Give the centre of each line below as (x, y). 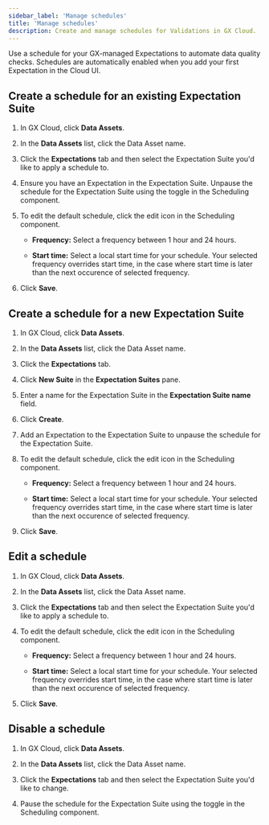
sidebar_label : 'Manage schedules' (68, 16)
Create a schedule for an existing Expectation (125, 96)
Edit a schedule (47, 557)
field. (29, 404)
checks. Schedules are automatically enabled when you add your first (124, 62)
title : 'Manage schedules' (53, 23)
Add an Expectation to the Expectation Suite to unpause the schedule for (140, 435)
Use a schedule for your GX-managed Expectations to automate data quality (134, 54)
